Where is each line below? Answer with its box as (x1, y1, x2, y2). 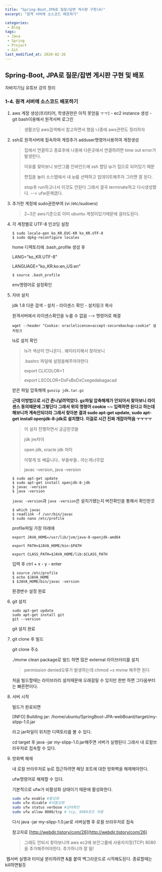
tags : (5, 30, 16, 34)
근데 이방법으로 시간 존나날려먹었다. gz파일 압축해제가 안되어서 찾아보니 (12, 397, 147, 403)
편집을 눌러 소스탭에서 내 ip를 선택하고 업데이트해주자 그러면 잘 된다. (24, 174, 153, 179)
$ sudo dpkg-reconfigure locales (12, 235, 80, 240)
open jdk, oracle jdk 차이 (24, 447, 73, 452)
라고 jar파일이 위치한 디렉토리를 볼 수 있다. (12, 728, 92, 735)
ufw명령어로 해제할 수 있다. (12, 776, 64, 782)
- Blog (7, 25, 21, 30)
